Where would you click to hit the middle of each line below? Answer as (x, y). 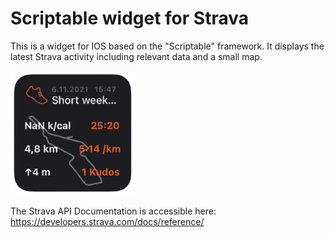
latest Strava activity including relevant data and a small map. (136, 56)
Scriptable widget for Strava (129, 18)
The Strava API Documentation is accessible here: (113, 211)
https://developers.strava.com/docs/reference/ (107, 221)
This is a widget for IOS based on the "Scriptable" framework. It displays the (167, 46)
